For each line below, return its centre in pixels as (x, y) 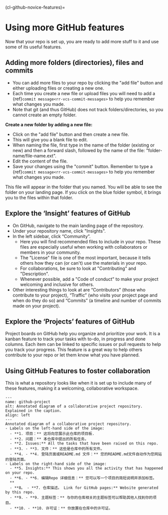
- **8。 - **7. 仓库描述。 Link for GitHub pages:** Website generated (84, 488)
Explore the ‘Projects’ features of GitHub (70, 321)
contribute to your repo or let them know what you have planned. (72, 355)
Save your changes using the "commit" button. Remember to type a (82, 166)
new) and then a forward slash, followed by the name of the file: (79, 150)
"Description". (34, 273)
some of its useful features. (33, 47)
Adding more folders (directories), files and (74, 63)
